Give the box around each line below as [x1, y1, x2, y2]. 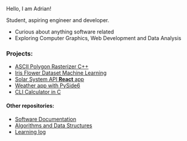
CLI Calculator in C [14, 88, 61, 96]
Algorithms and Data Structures [14, 122, 92, 129]
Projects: [6, 49, 33, 57]
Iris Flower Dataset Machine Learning [14, 69, 107, 76]
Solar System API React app [14, 76, 85, 83]
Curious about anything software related [14, 28, 114, 35]
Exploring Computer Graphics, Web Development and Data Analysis [14, 35, 182, 41]
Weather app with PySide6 [14, 82, 80, 89]
